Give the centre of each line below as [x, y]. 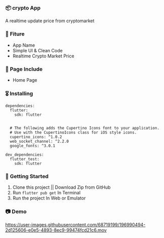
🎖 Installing [19, 93]
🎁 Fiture [15, 34]
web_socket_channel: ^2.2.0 [39, 142]
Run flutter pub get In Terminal [47, 193]
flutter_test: [25, 159]
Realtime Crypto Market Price [43, 56]
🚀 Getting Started [27, 177]
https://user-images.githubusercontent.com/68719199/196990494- [75, 224]
